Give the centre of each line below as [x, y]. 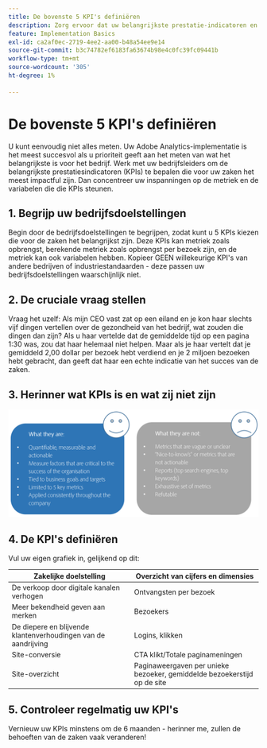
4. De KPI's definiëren [63, 539]
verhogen [27, 596]
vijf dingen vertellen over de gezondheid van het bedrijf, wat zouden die [126, 327]
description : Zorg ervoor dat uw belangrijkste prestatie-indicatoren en [133, 25]
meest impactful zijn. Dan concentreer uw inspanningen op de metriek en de [133, 180]
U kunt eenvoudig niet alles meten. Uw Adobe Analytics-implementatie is [128, 146]
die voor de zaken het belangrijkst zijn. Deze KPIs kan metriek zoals [119, 241]
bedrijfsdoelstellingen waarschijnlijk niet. [75, 275]
